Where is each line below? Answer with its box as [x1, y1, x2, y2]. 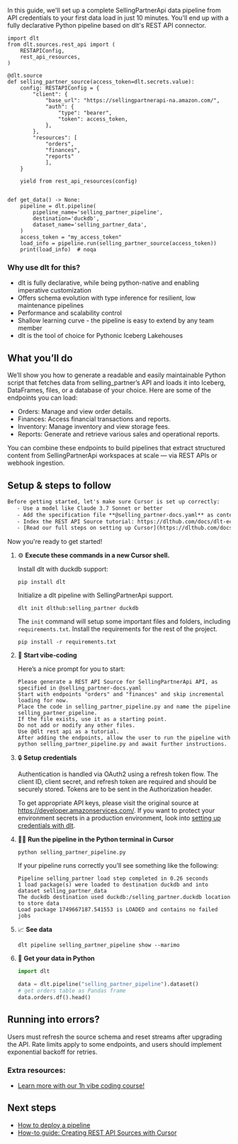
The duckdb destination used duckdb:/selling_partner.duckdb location [17, 894, 231, 901]
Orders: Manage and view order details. [17, 408, 134, 416]
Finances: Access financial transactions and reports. [17, 415, 171, 423]
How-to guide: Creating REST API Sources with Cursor [17, 1128, 177, 1137]
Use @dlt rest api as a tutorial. [17, 728, 120, 736]
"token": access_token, [57, 116, 129, 123]
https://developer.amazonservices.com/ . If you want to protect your [17, 806, 215, 815]
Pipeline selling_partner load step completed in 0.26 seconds [17, 875, 209, 883]
